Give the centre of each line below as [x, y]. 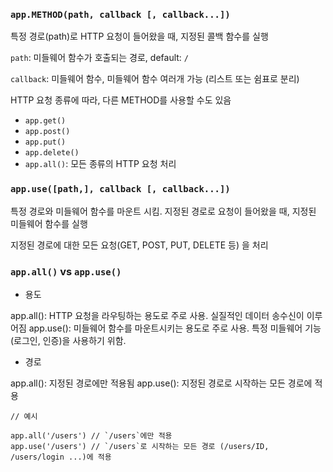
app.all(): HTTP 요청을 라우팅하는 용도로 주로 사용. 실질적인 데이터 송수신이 [157, 315]
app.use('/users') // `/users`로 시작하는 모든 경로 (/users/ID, [140, 446]
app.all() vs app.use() [66, 271]
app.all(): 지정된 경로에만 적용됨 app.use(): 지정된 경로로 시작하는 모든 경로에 [161, 383]
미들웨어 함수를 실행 [49, 223]
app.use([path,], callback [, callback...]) [120, 189]
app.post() [47, 132]
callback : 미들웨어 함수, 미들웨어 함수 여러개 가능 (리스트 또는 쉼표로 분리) [155, 79]
